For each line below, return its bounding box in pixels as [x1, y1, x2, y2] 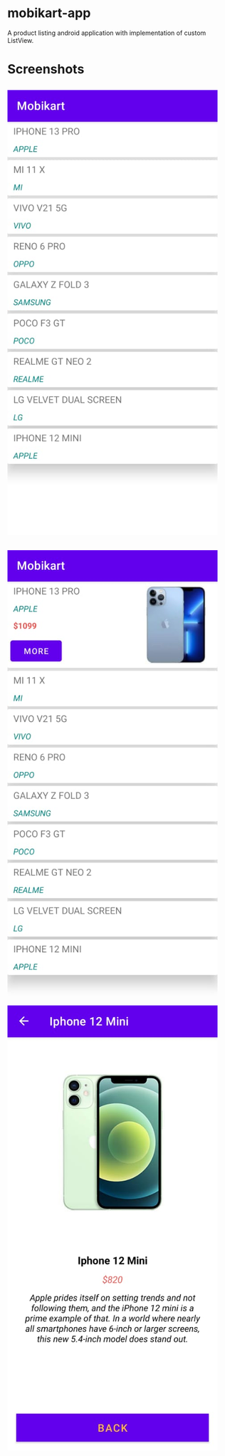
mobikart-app [7, 5, 91, 21]
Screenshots [7, 61, 85, 78]
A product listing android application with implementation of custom [7, 29, 206, 37]
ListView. [7, 36, 34, 44]
